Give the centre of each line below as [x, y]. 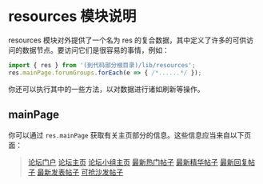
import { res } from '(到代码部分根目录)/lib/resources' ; [102, 65]
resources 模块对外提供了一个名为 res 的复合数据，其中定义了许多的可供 [128, 40]
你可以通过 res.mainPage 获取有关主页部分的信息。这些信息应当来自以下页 [130, 135]
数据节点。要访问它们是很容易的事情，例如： [96, 50]
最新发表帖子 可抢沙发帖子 [80, 172]
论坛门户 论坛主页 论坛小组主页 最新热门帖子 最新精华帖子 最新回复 [138, 162]
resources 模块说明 [72, 16]
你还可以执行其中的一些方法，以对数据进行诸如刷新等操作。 [106, 89]
